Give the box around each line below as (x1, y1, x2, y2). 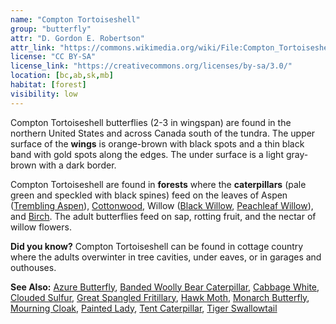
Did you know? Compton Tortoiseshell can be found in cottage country (10, 240, 304, 252)
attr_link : (10, 42, 56, 53)
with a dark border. (38, 159, 117, 171)
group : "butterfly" (10, 24, 92, 34)
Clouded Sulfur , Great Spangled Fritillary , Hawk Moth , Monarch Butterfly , (10, 291, 310, 303)
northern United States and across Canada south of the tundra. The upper (10, 127, 316, 139)
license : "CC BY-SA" (10, 52, 97, 62)
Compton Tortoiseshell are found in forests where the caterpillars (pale (10, 178, 307, 190)
